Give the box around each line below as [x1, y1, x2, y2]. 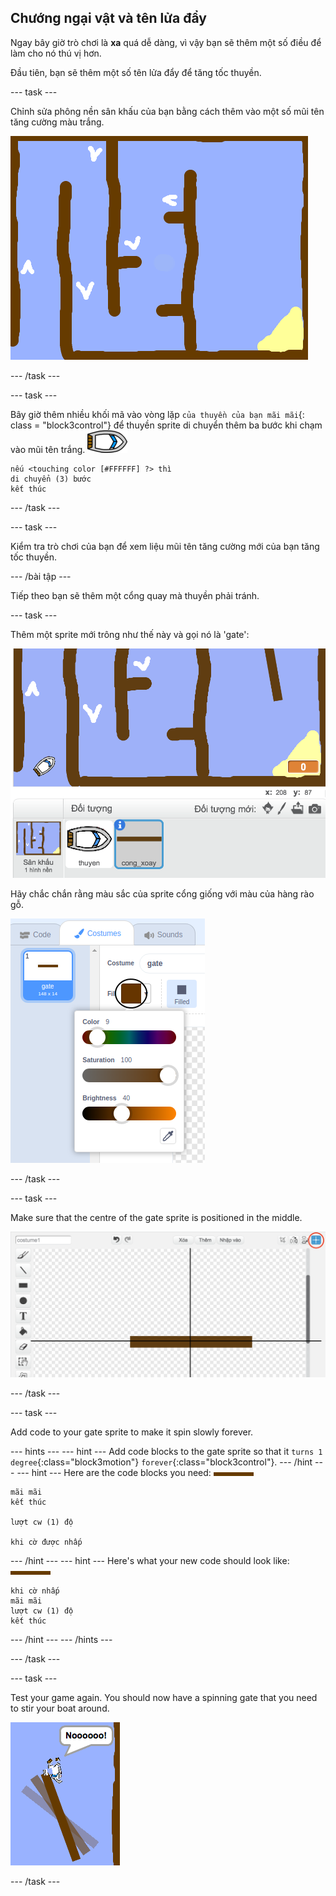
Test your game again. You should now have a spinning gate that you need [10, 1691, 318, 1703]
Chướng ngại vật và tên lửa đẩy [10, 10, 207, 27]
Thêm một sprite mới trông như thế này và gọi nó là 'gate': [10, 628, 250, 640]
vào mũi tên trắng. [10, 443, 86, 455]
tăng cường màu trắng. [10, 116, 105, 128]
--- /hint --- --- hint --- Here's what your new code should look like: [10, 1554, 290, 1566]
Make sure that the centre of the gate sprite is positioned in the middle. [10, 1211, 303, 1223]
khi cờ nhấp [10, 1586, 60, 1596]
